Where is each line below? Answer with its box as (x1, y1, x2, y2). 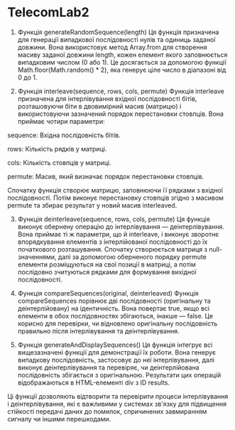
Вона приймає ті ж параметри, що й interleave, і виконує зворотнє (17, 230, 219, 238)
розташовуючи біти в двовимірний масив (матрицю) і (17, 102, 182, 110)
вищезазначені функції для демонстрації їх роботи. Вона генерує (17, 348, 217, 356)
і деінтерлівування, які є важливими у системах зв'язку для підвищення (7, 399, 227, 408)
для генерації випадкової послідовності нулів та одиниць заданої (17, 35, 216, 43)
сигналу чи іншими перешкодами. (7, 414, 111, 423)
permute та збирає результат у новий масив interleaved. (7, 200, 177, 210)
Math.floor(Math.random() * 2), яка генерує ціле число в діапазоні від (17, 65, 226, 74)
